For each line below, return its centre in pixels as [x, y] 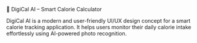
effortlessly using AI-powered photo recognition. [67, 33]
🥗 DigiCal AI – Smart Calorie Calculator [54, 9]
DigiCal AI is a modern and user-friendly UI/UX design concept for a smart [98, 21]
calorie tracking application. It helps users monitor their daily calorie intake [99, 27]
